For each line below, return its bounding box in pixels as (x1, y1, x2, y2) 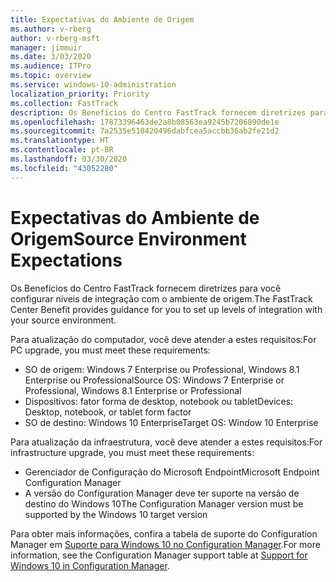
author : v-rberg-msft (10, 33, 101, 43)
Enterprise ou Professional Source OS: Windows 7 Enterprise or (24, 374, 285, 386)
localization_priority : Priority (10, 89, 150, 99)
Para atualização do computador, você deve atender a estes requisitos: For (10, 333, 317, 345)
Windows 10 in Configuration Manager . (10, 559, 170, 571)
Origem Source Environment (10, 227, 247, 250)
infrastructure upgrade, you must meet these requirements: (10, 446, 255, 458)
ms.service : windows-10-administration (10, 80, 177, 90)
